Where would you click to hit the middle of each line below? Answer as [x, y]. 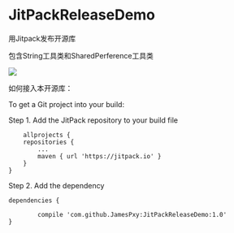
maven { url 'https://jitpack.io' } [100, 156]
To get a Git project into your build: [66, 104]
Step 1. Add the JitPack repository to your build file [93, 120]
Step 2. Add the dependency [56, 185]
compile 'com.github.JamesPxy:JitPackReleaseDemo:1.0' [132, 214]
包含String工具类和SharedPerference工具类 [81, 55]
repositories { [49, 142]
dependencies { [34, 201]
